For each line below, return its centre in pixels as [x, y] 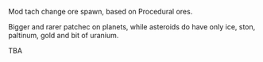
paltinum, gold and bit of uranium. [64, 35]
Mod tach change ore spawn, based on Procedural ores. [101, 12]
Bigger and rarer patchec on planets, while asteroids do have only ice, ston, [132, 27]
